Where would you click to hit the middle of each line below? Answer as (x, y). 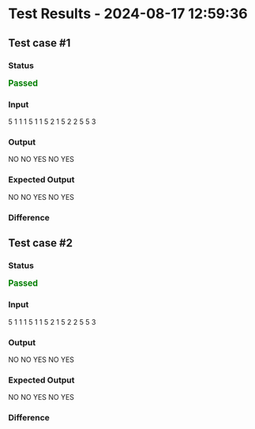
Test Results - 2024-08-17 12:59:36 (128, 14)
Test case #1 (39, 43)
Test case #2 (41, 243)
